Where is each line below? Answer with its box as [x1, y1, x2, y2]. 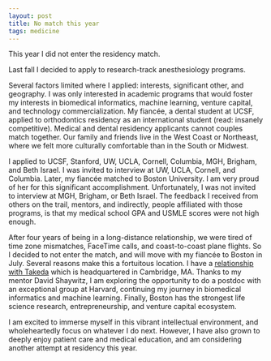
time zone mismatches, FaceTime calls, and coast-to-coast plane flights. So [8, 241, 262, 251]
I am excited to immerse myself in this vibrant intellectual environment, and [8, 317, 259, 327]
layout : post [8, 11, 53, 20]
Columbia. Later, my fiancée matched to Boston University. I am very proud [8, 174, 260, 183]
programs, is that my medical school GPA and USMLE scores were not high [8, 208, 260, 218]
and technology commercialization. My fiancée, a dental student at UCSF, [8, 106, 255, 116]
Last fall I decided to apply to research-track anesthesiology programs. [8, 65, 246, 75]
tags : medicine [8, 27, 60, 35]
